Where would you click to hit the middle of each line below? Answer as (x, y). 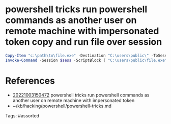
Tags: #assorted (22, 115)
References (30, 81)
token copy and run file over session (84, 42)
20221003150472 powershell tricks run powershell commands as (81, 95)
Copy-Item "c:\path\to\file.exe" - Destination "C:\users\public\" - (79, 55)
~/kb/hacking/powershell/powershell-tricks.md (62, 106)
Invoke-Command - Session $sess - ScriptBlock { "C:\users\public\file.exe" (86, 60)
